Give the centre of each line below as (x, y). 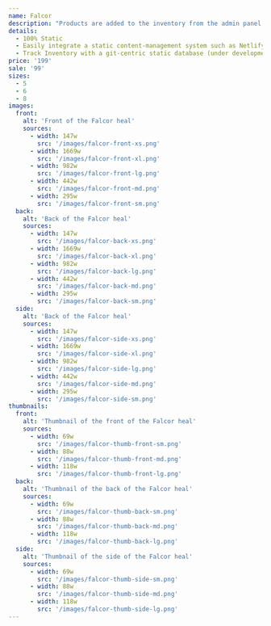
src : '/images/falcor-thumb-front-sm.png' (110, 444)
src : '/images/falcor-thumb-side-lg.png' (108, 609)
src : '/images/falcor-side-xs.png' (97, 339)
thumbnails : (28, 406)
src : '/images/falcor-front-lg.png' (99, 174)
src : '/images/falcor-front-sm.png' (99, 204)
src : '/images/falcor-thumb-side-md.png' (108, 594)
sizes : (19, 76)
